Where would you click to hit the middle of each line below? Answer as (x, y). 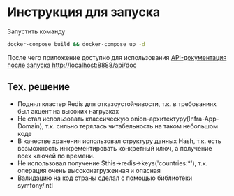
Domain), (30, 126)
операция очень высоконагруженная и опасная (89, 170)
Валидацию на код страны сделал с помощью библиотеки (105, 178)
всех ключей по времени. (56, 156)
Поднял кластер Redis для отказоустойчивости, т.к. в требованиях (117, 104)
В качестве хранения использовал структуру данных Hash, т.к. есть (119, 141)
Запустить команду (36, 31)
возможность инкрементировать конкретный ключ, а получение (115, 148)
